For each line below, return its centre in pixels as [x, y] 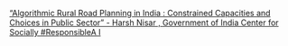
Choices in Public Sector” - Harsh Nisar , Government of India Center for [144, 23]
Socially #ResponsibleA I [55, 32]
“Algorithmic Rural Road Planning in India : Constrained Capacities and [140, 13]
